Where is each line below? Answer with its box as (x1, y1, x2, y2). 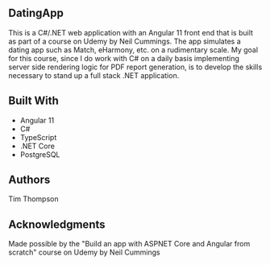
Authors (8, 173, 51, 187)
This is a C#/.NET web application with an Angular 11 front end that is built (8, 27, 254, 37)
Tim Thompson (8, 194, 59, 204)
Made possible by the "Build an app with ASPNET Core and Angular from (8, 239, 251, 249)
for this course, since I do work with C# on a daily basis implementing (8, 53, 240, 63)
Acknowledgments (8, 217, 106, 231)
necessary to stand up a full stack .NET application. (8, 70, 180, 80)
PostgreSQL (19, 149, 60, 159)
